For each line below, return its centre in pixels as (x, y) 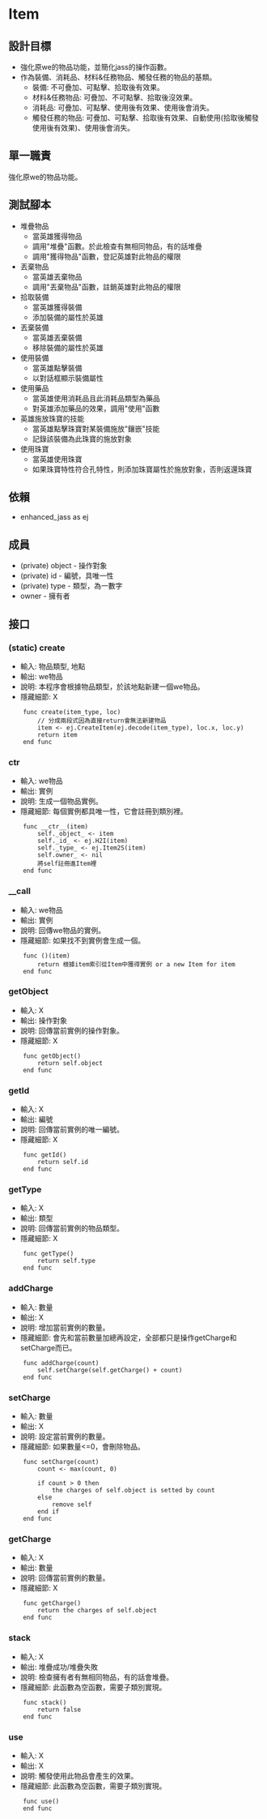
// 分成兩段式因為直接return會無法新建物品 (102, 721)
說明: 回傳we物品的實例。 (63, 930)
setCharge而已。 (48, 1347)
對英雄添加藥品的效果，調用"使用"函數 (96, 408)
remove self (72, 1504)
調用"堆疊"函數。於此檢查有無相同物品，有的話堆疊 (117, 246)
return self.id (63, 1162)
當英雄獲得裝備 (57, 307)
